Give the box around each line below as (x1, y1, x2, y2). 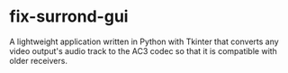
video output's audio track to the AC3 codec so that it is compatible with (9, 45, 277, 56)
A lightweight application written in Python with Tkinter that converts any (9, 36, 279, 47)
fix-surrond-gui (9, 6, 129, 27)
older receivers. (9, 55, 67, 66)
